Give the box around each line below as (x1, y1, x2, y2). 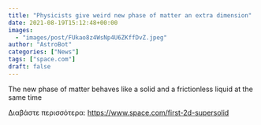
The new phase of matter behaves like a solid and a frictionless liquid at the (8, 84, 254, 94)
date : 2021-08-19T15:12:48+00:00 (8, 19, 118, 27)
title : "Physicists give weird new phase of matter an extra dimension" (8, 11, 252, 20)
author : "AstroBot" (8, 41, 73, 49)
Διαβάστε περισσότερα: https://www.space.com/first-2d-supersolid (8, 108, 229, 117)
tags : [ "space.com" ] (8, 56, 76, 64)
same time (8, 92, 43, 102)
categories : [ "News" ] (8, 48, 80, 56)
